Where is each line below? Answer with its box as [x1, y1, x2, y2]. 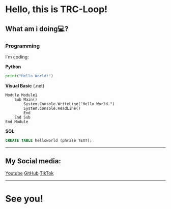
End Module [5, 119, 28, 124]
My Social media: [5, 157, 61, 166]
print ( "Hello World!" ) [5, 73, 53, 78]
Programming [5, 42, 40, 49]
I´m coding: [5, 53, 29, 59]
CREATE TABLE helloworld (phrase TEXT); [5, 138, 93, 143]
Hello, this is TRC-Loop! [5, 4, 108, 15]
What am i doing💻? [5, 24, 69, 33]
